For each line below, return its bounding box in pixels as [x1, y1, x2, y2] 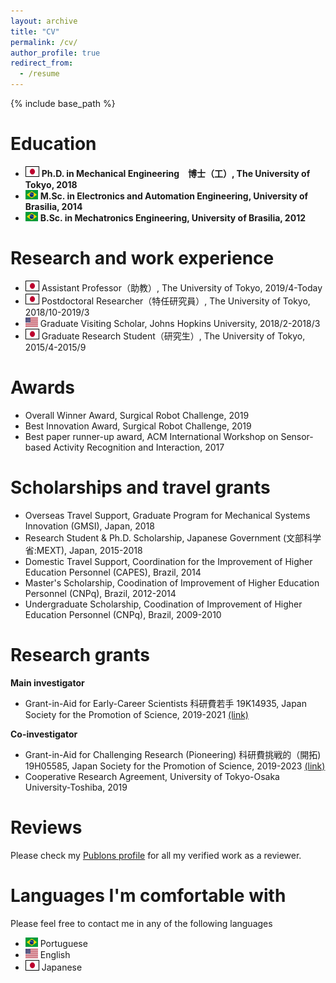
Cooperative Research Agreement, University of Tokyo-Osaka [24, 770, 280, 782]
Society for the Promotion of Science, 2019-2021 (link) [24, 708, 249, 720]
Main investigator [10, 676, 85, 689]
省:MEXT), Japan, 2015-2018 [24, 544, 143, 556]
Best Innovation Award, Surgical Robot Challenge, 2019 [24, 420, 252, 432]
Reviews [10, 816, 83, 839]
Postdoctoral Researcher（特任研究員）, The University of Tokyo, [41, 295, 311, 307]
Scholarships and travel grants [10, 476, 271, 499]
